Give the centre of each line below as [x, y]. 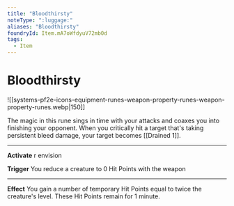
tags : [15, 40]
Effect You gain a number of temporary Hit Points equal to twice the [104, 189]
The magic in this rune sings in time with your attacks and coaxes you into [114, 120]
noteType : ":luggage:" [40, 20]
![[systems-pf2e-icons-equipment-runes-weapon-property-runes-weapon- [116, 100]
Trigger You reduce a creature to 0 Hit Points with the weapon [96, 168]
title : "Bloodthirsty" [40, 14]
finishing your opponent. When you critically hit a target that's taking [106, 128]
